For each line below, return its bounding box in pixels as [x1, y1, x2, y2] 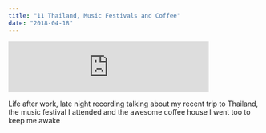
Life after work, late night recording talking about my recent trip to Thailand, [8, 99, 259, 108]
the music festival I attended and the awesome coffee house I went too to [8, 107, 251, 116]
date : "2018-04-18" [8, 19, 74, 27]
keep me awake [8, 115, 61, 125]
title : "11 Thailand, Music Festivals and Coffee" [8, 11, 181, 20]
